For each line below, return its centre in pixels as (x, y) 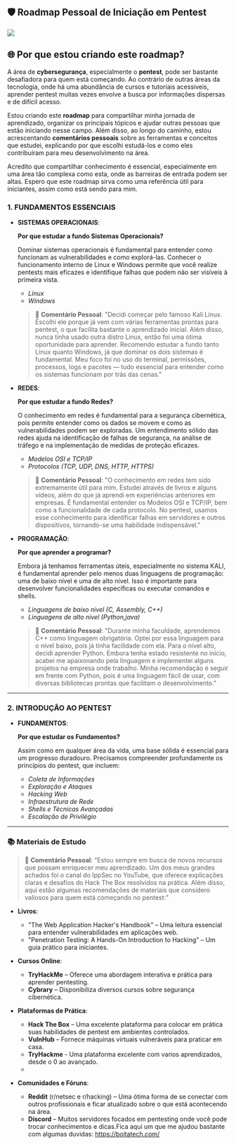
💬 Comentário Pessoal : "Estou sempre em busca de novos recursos (123, 860)
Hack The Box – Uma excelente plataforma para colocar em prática (125, 1024)
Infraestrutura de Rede (61, 802)
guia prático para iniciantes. (68, 947)
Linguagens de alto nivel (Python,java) (84, 617)
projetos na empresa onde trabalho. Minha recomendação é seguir (132, 668)
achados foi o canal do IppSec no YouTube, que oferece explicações (124, 875)
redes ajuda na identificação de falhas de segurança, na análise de (114, 438)
